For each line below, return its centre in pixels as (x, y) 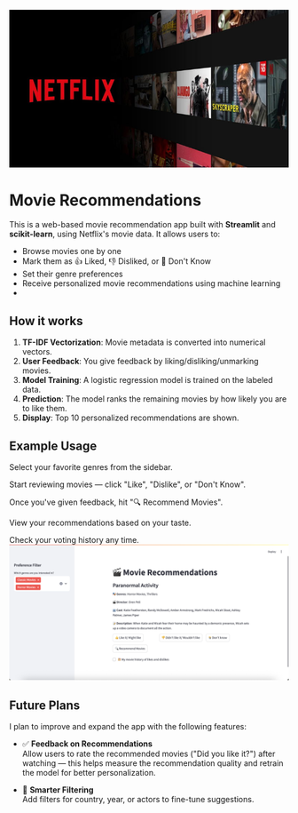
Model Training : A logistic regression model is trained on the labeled (147, 380)
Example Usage (53, 446)
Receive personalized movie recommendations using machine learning (151, 283)
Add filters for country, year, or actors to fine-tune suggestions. (138, 799)
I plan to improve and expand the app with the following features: (128, 726)
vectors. (37, 352)
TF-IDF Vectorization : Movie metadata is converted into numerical (144, 342)
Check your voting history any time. (74, 540)
